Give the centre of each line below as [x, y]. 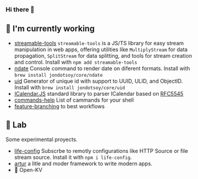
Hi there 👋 [20, 10]
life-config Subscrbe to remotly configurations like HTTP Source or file [101, 150]
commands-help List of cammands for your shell [74, 100]
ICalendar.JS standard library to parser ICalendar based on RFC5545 [99, 93]
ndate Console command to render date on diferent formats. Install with [102, 68]
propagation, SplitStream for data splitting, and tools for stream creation [103, 55]
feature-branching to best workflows [59, 106]
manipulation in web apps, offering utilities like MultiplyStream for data [101, 49]
